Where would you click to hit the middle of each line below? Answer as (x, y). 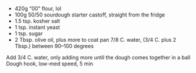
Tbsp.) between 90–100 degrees (54, 46)
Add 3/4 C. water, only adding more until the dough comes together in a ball (98, 57)
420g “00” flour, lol (38, 9)
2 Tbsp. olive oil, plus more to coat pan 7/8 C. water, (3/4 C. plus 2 (95, 40)
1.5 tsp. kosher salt (37, 21)
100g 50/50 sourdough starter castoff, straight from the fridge (90, 15)
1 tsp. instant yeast (37, 27)
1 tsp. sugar (29, 34)
